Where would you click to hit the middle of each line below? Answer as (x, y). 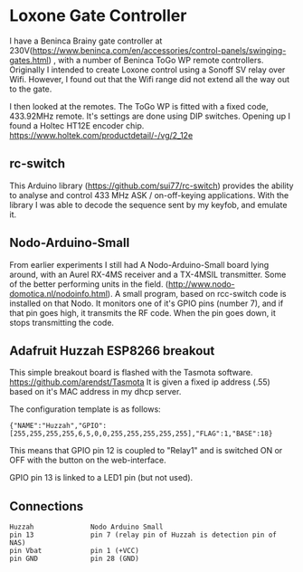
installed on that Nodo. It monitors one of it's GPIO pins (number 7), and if (147, 303)
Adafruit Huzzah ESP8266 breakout (112, 351)
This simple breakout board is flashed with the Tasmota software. (131, 373)
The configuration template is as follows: (85, 409)
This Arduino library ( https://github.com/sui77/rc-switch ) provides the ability (151, 186)
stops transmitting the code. (62, 322)
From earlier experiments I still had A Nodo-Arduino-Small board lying (139, 264)
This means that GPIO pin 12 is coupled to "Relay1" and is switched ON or (146, 451)
